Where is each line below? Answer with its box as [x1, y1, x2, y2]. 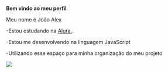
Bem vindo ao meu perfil [6, 5, 67, 12]
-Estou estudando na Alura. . [6, 27, 74, 34]
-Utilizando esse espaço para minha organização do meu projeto [6, 50, 163, 57]
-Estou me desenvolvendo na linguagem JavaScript [6, 39, 131, 45]
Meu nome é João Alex [6, 16, 62, 23]
